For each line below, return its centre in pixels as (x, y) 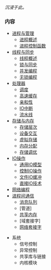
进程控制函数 (32, 46)
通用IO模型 (30, 164)
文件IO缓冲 (30, 177)
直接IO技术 (30, 183)
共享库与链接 (32, 256)
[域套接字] (30, 221)
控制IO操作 (30, 171)
